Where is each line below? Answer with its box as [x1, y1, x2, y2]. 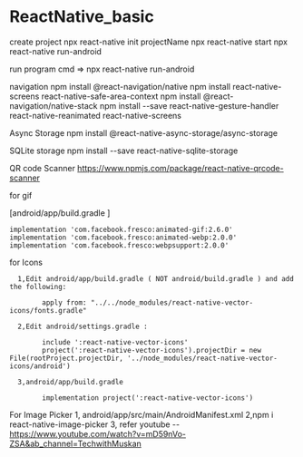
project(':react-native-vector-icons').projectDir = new [42, 345, 261, 355]
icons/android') [9, 361, 71, 371]
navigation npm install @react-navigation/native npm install [9, 81, 231, 92]
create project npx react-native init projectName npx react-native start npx [9, 36, 288, 47]
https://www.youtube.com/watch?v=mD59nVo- [9, 428, 186, 439]
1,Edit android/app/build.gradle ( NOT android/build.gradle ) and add [17, 274, 295, 283]
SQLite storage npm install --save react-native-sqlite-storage [9, 145, 239, 156]
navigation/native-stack [9, 100, 98, 111]
